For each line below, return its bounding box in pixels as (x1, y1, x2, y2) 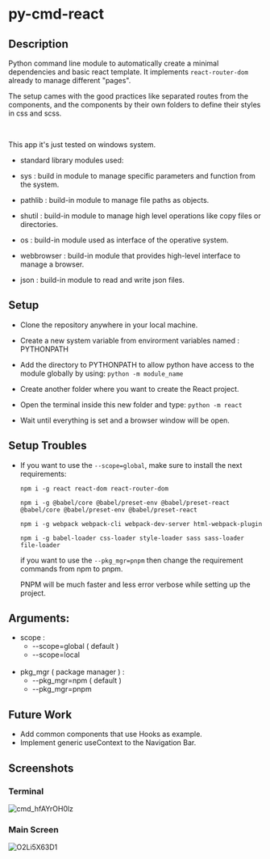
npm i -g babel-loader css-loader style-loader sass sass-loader (19, 534, 244, 542)
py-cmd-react (8, 5, 105, 23)
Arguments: (8, 612, 70, 625)
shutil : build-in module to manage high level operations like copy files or (19, 211, 261, 221)
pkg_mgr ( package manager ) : (19, 667, 125, 677)
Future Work (8, 708, 73, 722)
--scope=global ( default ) (31, 642, 119, 651)
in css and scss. (8, 108, 62, 118)
